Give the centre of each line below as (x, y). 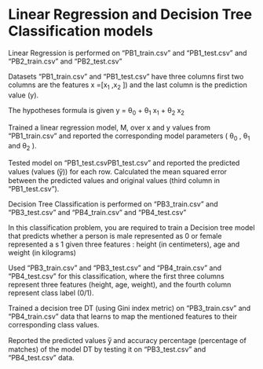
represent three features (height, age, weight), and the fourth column (120, 285)
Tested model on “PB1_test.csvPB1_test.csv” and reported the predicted (124, 163)
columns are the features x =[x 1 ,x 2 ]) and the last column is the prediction (128, 86)
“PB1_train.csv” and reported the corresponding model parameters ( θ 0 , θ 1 (129, 137)
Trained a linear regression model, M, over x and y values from (109, 127)
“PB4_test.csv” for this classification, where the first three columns (117, 276)
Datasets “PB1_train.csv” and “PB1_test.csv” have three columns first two (126, 76)
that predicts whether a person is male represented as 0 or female (115, 236)
